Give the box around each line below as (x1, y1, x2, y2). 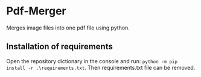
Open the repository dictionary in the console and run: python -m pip (6, 57, 178, 64)
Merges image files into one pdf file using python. (6, 24, 130, 31)
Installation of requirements (6, 42, 113, 52)
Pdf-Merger (6, 4, 66, 18)
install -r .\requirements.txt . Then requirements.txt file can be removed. (6, 64, 196, 71)
